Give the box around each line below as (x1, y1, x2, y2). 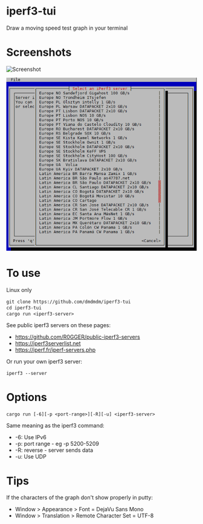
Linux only (6, 286, 32, 293)
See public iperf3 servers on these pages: (6, 321, 111, 328)
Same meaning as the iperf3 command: (6, 422, 105, 429)
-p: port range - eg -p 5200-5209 (14, 440, 100, 447)
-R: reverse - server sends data (14, 446, 94, 454)
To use (6, 266, 41, 280)
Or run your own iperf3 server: (6, 357, 83, 365)
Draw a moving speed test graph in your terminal (6, 24, 128, 32)
